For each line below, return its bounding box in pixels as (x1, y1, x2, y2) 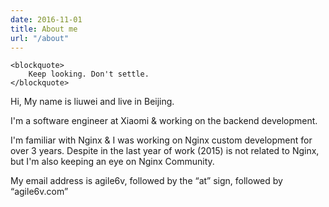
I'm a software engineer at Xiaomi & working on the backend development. (10, 115, 318, 127)
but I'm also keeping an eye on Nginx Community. (10, 156, 215, 168)
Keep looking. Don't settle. (28, 69, 150, 80)
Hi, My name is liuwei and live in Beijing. (10, 96, 175, 108)
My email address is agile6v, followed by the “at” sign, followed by (10, 175, 283, 187)
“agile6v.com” (10, 186, 69, 198)
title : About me (10, 24, 78, 34)
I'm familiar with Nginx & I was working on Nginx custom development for (10, 134, 313, 146)
